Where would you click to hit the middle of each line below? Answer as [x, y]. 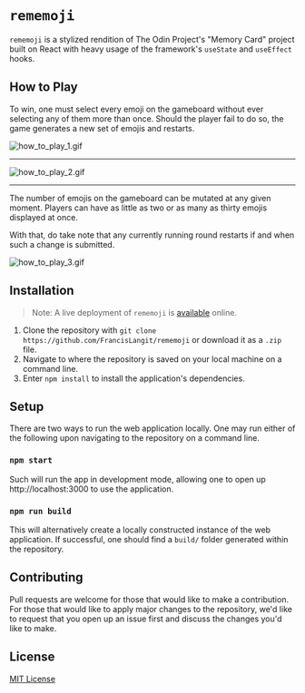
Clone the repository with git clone [89, 330]
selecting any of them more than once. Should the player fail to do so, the [147, 118]
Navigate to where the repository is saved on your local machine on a [152, 359]
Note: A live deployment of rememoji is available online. [134, 312]
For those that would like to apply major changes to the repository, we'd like [151, 609]
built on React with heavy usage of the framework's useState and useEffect [151, 49]
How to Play [44, 88]
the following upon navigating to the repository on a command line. [135, 438]
